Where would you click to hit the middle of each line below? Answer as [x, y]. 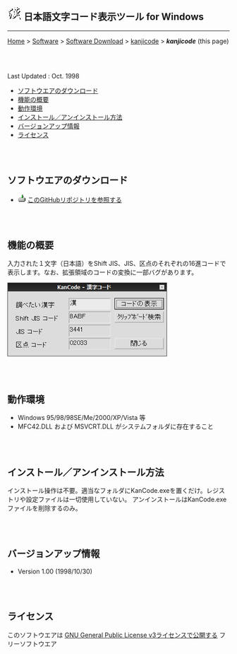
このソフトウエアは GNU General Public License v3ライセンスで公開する [113, 635]
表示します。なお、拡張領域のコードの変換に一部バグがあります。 [103, 272]
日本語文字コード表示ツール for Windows [114, 17]
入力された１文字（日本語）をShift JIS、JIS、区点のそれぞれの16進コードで [117, 264]
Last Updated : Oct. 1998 [43, 76]
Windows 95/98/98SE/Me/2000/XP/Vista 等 [81, 418]
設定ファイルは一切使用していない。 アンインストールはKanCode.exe [126, 500]
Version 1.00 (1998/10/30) [55, 571]
